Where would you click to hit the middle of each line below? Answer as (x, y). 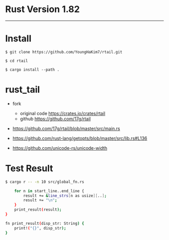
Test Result (29, 168)
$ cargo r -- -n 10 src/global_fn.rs (45, 182)
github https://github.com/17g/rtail (55, 118)
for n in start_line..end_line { (49, 191)
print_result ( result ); (38, 210)
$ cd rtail (17, 61)
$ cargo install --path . (32, 70)
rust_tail (23, 90)
